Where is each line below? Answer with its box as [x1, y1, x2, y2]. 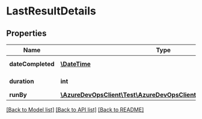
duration [9, 77, 34, 85]
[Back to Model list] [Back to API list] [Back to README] [6, 106, 144, 113]
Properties [6, 28, 47, 38]
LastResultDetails [6, 4, 96, 18]
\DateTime [60, 60, 91, 68]
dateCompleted [9, 60, 55, 68]
